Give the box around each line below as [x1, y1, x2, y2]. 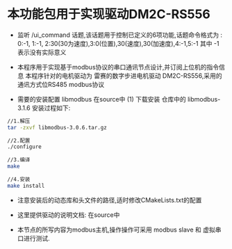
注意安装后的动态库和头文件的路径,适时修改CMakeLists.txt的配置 [17, 195, 202, 204]
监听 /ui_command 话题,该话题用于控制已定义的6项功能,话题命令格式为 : [17, 31, 223, 39]
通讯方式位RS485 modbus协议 [17, 80, 105, 88]
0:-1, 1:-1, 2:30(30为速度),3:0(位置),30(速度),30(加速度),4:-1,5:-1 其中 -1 [17, 39, 219, 47]
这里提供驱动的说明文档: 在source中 [17, 210, 120, 219]
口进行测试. [17, 234, 50, 242]
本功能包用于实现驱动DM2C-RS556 [7, 6, 210, 22]
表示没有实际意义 [17, 48, 67, 56]
